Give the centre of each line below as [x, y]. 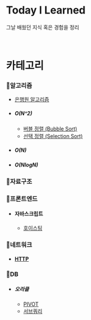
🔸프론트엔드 [22, 199]
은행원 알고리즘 [32, 99]
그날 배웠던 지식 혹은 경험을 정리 [43, 27]
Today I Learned [46, 10]
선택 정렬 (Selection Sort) [53, 136]
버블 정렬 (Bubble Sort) [50, 129]
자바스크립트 [29, 214]
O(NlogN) [26, 165]
